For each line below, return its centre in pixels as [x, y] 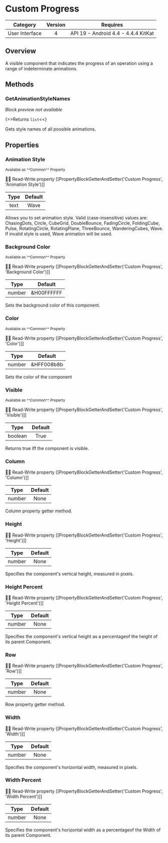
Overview [21, 51]
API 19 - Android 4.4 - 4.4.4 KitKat [112, 33]
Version [56, 25]
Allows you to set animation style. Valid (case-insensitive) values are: [76, 218]
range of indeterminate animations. [41, 68]
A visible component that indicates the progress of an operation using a [79, 63]
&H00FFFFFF [47, 293]
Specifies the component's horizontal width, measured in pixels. [71, 767]
